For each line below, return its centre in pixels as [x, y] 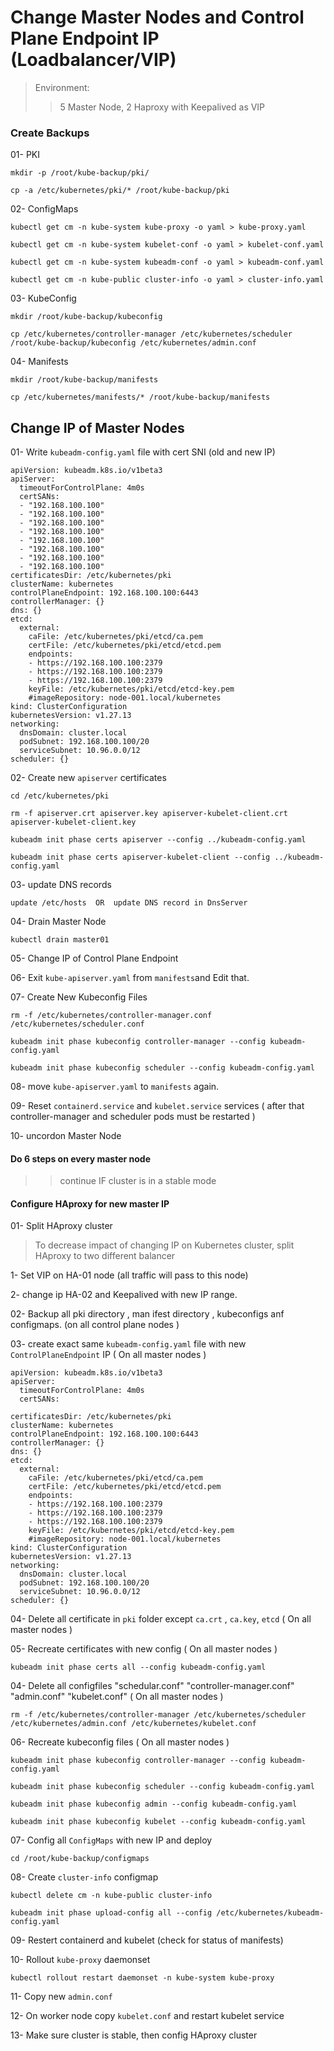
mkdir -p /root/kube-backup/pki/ [80, 173]
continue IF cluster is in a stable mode [138, 1181]
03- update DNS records [61, 885]
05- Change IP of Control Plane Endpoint [94, 958]
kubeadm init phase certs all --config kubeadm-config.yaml [138, 1667]
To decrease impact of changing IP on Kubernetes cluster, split [164, 1245]
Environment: [62, 87]
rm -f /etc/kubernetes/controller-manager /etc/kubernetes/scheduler [158, 1715]
